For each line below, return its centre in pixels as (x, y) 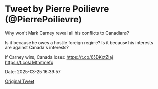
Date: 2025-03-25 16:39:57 (33, 71)
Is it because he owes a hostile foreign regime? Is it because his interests (79, 42)
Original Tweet (20, 81)
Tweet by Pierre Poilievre (57, 9)
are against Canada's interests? (37, 47)
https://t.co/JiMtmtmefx (29, 62)
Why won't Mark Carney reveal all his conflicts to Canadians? (67, 33)
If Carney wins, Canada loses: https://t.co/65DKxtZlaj (59, 57)
